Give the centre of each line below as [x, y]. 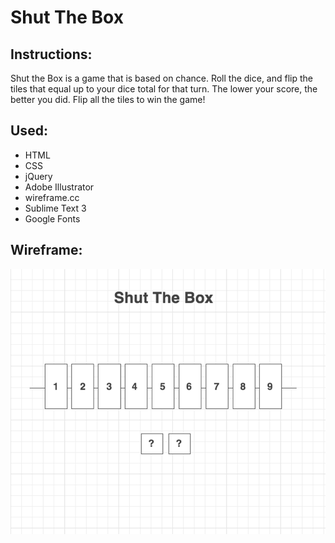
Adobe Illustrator [59, 187]
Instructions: [51, 54]
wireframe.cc [52, 197]
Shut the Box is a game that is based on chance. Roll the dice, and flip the [161, 78]
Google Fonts [52, 218]
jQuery [38, 176]
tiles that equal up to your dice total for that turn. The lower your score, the [164, 89]
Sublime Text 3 [55, 208]
